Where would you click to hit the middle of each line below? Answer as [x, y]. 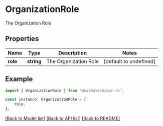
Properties [22, 39]
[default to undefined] [129, 61]
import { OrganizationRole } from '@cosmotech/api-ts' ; [65, 90]
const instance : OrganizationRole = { [46, 99]
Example [19, 79]
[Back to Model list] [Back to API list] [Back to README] [63, 118]
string [34, 61]
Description [72, 52]
